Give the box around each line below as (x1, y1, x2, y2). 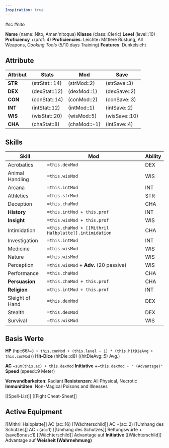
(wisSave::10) (105, 113, 139, 120)
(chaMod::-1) (67, 121, 101, 128)
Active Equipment (5, 408, 63, 416)
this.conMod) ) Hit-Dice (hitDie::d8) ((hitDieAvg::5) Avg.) (5, 353, 120, 359)
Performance (8, 270, 39, 277)
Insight (8, 217, 25, 224)
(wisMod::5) (67, 113, 97, 120)
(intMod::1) (67, 104, 95, 111)
